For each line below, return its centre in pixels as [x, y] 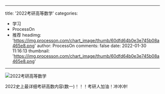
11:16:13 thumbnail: [31, 51]
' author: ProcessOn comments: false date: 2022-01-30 [90, 46]
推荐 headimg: [27, 35]
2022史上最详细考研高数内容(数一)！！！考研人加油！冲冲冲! [66, 86]
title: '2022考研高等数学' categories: [41, 13]
